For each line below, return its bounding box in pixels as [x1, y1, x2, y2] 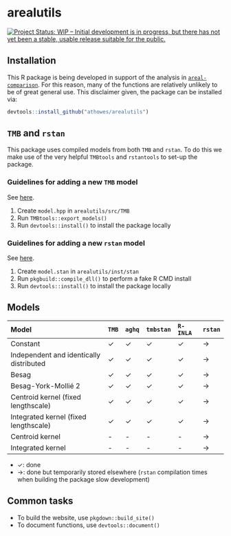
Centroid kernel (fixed [10, 392, 81, 402]
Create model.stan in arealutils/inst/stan [16, 267, 140, 276]
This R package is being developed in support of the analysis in [7, 73, 187, 81]
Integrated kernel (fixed [10, 411, 87, 421]
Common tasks [7, 495, 74, 507]
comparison [7, 81, 38, 89]
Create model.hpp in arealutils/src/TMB [16, 206, 130, 215]
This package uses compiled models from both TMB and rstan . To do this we [7, 146, 222, 154]
